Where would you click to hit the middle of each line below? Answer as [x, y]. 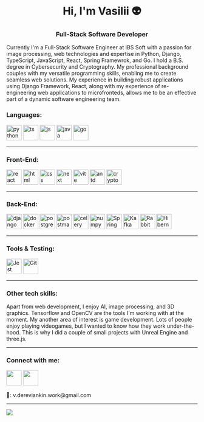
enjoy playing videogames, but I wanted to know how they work [86, 326]
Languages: [24, 115]
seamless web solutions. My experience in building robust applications [95, 80]
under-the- [181, 326]
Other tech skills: [32, 293]
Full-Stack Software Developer [102, 35]
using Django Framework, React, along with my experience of [83, 86]
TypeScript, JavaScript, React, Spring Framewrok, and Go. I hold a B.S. [95, 60]
